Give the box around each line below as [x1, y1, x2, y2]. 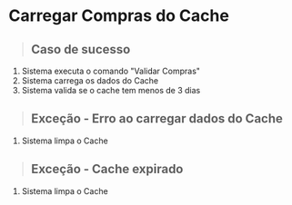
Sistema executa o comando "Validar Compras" [21, 65, 201, 76]
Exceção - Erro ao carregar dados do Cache [30, 111, 284, 127]
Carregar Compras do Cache [8, 5, 229, 26]
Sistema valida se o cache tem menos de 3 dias [21, 85, 201, 95]
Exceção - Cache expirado [30, 161, 184, 177]
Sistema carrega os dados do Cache [21, 75, 159, 86]
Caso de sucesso [30, 42, 131, 57]
